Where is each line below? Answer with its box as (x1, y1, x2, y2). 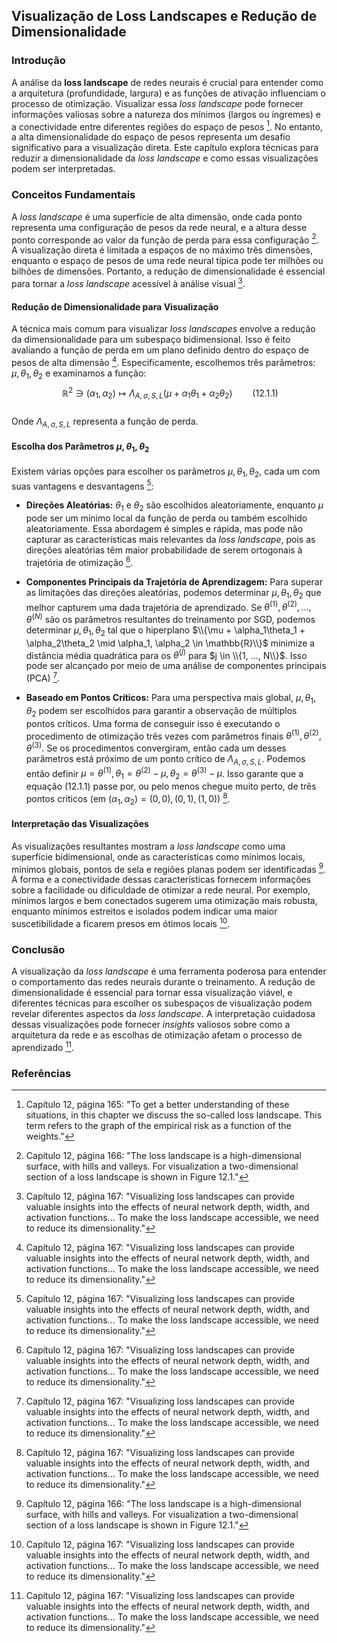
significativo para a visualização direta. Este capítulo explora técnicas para (11, 142, 319, 154)
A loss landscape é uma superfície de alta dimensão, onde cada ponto (11, 210, 303, 223)
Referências (11, 1066, 72, 1080)
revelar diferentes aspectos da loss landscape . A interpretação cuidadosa (11, 1008, 316, 1020)
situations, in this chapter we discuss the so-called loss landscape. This (25, 1109, 323, 1121)
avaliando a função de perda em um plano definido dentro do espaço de (11, 344, 309, 356)
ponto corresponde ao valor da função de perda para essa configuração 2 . (11, 232, 319, 246)
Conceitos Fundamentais (11, 188, 136, 202)
